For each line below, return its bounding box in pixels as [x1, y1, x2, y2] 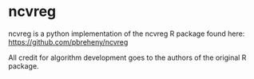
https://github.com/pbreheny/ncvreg [8, 37, 129, 46]
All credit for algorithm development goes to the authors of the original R [8, 53, 247, 62]
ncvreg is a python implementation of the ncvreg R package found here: [8, 29, 245, 38]
